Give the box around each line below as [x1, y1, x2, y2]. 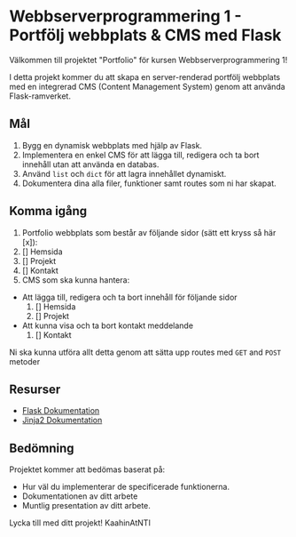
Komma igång [9, 204, 88, 219]
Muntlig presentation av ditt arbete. [21, 501, 151, 511]
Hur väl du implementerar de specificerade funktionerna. [21, 482, 230, 493]
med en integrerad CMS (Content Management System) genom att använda [9, 81, 285, 92]
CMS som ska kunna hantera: [21, 274, 130, 285]
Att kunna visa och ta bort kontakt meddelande [21, 320, 193, 331]
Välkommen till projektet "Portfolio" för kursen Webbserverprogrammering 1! [9, 54, 288, 65]
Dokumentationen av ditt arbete [21, 491, 138, 501]
